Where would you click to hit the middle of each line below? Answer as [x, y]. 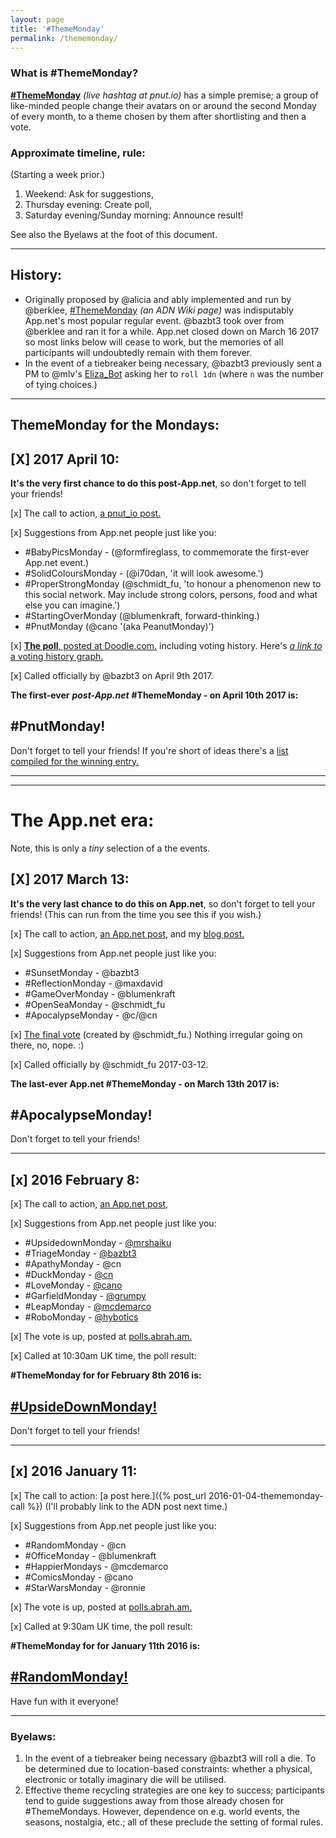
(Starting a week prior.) [58, 174]
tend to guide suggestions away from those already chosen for [154, 1800]
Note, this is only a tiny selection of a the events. [110, 848]
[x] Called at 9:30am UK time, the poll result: [101, 1626]
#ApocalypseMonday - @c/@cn [91, 1015]
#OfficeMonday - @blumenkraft [90, 1555]
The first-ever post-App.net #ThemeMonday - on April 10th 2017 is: [154, 695]
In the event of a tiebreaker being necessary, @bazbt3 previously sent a [173, 363]
